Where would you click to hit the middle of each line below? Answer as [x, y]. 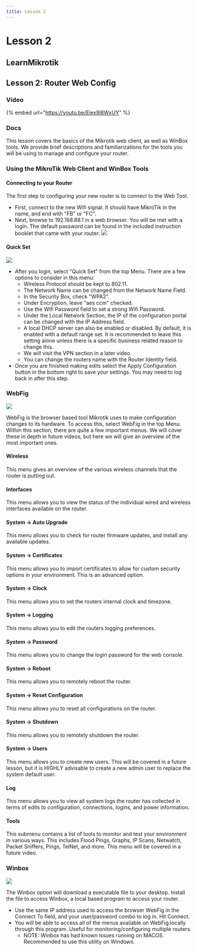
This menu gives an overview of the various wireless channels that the [92, 470]
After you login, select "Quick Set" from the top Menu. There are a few [100, 271]
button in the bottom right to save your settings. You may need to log [98, 372]
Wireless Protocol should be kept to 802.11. [75, 284]
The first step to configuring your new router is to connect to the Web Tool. [97, 196]
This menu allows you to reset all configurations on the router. [81, 708]
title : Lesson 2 [26, 12]
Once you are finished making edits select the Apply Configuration [96, 365]
